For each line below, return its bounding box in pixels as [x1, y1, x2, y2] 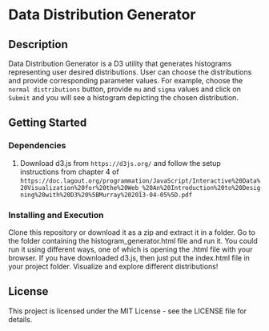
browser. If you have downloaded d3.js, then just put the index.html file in [8, 252, 251, 262]
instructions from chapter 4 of [19, 167, 119, 176]
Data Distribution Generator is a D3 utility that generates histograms [8, 59, 232, 68]
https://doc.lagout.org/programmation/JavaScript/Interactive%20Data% [19, 176, 261, 185]
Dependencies [8, 140, 66, 151]
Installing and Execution [8, 209, 104, 220]
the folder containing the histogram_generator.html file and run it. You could [8, 236, 258, 245]
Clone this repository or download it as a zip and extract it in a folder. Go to [8, 227, 256, 237]
